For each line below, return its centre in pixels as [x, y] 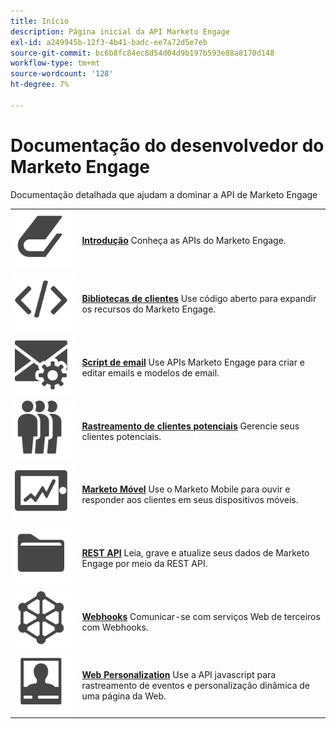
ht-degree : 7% [40, 85]
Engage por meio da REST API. [144, 563]
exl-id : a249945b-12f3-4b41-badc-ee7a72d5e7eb [109, 42]
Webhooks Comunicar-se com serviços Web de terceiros [201, 616]
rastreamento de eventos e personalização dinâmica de [196, 685]
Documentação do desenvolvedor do [167, 145]
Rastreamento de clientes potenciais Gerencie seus [190, 426]
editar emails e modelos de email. [150, 372]
